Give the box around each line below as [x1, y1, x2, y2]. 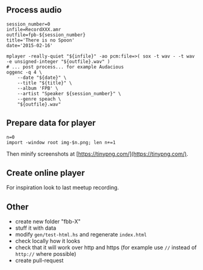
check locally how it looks [15, 238, 80, 245]
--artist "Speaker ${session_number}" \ [17, 90, 121, 97]
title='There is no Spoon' [6, 37, 75, 43]
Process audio [6, 5, 62, 15]
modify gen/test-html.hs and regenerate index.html [15, 231, 148, 238]
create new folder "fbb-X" [15, 218, 81, 225]
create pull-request [15, 257, 64, 265]
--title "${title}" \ [17, 79, 72, 86]
